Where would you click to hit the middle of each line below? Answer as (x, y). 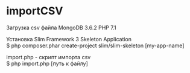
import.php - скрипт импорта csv (49, 57)
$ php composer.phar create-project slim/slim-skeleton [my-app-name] (95, 45)
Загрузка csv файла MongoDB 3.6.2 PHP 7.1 (61, 28)
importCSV (35, 11)
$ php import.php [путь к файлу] (47, 63)
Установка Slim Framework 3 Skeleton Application (69, 39)
